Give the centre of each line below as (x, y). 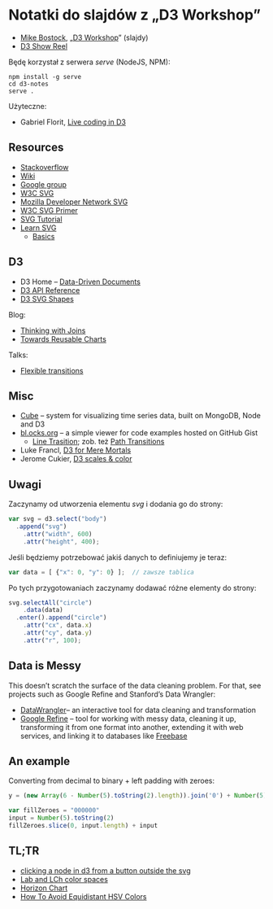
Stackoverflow (44, 167)
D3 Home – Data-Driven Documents (80, 282)
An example (39, 761)
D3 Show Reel (43, 46)
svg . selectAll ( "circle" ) (50, 603)
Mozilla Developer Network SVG (74, 202)
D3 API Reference (50, 290)
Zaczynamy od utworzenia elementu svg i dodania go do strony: (116, 504)
